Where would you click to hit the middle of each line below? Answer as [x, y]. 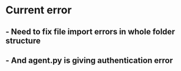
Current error [39, 10]
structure [23, 40]
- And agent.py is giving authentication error [89, 60]
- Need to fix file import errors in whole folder [90, 32]
